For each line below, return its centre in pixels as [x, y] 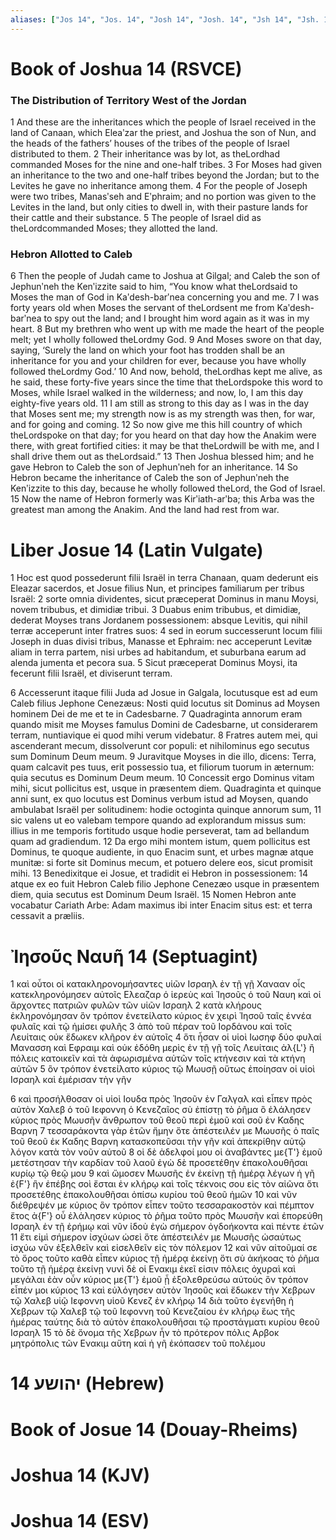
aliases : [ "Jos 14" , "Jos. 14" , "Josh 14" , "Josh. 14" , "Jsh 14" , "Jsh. [165, 19]
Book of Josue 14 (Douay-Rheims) [154, 1429]
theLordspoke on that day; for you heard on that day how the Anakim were [163, 435]
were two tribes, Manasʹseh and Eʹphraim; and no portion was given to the [163, 197]
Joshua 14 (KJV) [80, 1475]
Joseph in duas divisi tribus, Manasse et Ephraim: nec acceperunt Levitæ [161, 642]
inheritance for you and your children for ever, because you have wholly [158, 361]
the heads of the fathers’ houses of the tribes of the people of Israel [150, 143]
